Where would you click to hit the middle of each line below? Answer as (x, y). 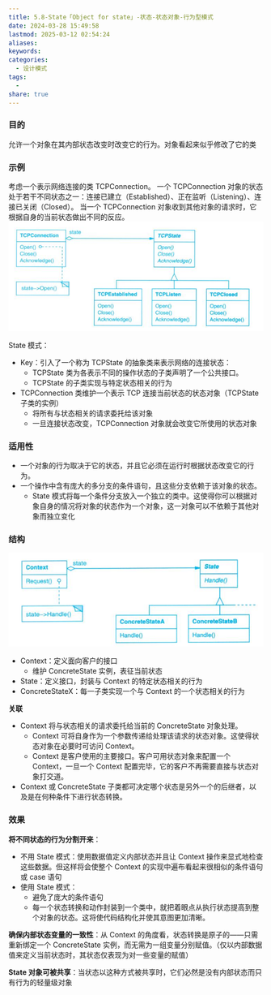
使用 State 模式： (49, 887)
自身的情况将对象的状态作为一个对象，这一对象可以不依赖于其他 (146, 506)
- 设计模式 (32, 69)
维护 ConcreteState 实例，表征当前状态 (97, 671)
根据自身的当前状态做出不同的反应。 (69, 217)
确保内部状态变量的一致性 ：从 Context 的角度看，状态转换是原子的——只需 (133, 934)
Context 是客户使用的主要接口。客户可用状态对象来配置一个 (131, 756)
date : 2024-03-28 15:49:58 (54, 26)
